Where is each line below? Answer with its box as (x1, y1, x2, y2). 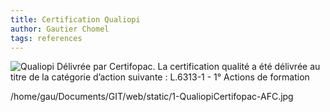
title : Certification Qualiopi (10, 14, 141, 25)
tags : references (10, 33, 83, 43)
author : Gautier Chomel (10, 24, 110, 34)
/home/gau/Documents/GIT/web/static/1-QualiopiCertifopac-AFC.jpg (10, 91, 294, 103)
